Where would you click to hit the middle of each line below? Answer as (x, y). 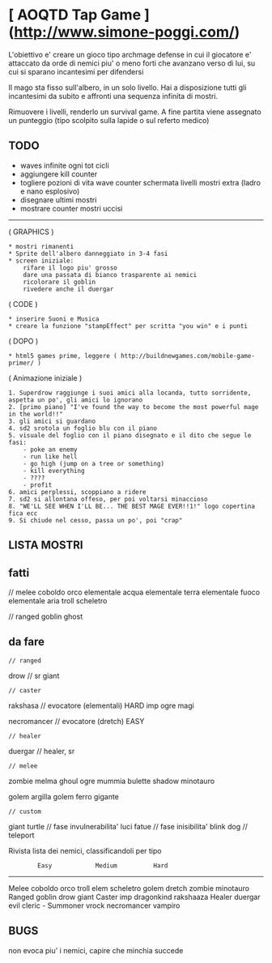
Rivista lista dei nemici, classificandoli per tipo (85, 850)
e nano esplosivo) (50, 191)
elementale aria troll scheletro (58, 600)
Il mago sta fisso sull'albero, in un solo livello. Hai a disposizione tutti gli (127, 87)
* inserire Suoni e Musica (54, 319)
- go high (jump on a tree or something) (93, 463)
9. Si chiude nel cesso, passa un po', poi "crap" (96, 520)
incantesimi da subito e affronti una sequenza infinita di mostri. (113, 96)
